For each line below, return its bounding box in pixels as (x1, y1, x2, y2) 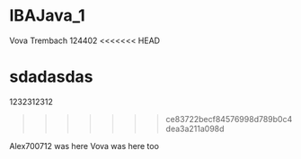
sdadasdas (9, 66, 93, 87)
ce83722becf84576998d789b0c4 (165, 113, 293, 124)
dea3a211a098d (165, 123, 225, 134)
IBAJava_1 (9, 5, 85, 26)
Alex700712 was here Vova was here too (9, 140, 160, 151)
